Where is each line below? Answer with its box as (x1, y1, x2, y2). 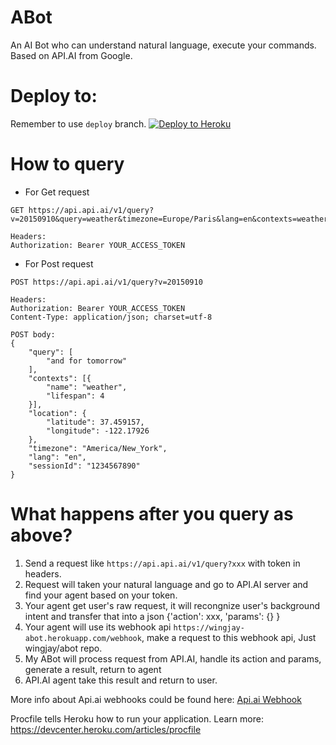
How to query (10, 153, 125, 176)
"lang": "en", (28, 452, 87, 462)
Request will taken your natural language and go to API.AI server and (24, 578, 309, 590)
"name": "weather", (46, 382, 128, 392)
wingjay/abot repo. (24, 642, 103, 654)
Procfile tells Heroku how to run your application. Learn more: (10, 712, 264, 725)
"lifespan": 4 (46, 391, 105, 401)
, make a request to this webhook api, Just (141, 631, 317, 643)
